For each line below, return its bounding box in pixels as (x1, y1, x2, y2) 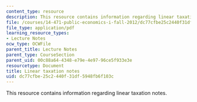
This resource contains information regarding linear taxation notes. (6, 90, 167, 97)
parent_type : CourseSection (6, 52, 75, 58)
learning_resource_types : (6, 30, 69, 36)
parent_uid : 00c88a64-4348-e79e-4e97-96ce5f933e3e (6, 57, 133, 63)
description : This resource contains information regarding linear (6, 14, 175, 20)
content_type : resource (6, 8, 64, 15)
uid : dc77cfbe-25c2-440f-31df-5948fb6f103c (6, 73, 114, 79)
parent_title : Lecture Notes (6, 47, 77, 52)
